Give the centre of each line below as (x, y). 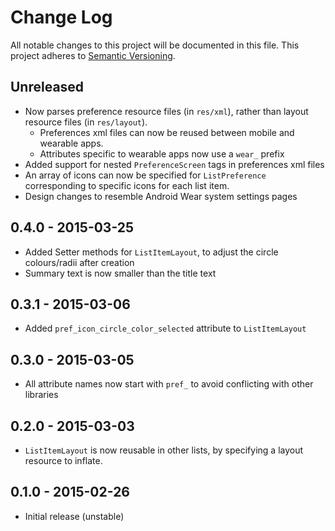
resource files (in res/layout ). (86, 122)
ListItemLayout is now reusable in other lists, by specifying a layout (164, 450)
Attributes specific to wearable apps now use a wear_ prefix (162, 153)
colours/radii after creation (79, 262)
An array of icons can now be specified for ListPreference (145, 175)
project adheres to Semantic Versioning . (93, 55)
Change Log (61, 17)
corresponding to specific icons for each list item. (127, 185)
